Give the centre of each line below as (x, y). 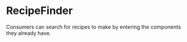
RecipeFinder (40, 11)
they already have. (29, 33)
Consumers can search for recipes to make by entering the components (93, 27)
